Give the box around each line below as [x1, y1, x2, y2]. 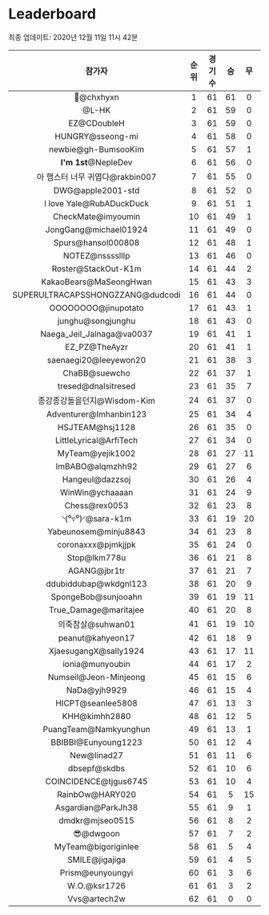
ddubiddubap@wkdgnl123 [46, 578, 147, 589]
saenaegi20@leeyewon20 [46, 354, 147, 365]
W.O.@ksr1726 [66, 880, 126, 891]
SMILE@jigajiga [66, 854, 126, 865]
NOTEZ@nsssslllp [62, 250, 130, 261]
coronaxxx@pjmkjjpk [57, 539, 136, 550]
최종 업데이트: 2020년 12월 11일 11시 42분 [8, 32, 139, 42]
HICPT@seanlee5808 [55, 697, 138, 709]
